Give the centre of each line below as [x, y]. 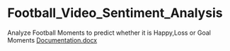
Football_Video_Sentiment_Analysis [115, 13]
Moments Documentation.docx [52, 40]
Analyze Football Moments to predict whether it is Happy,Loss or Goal [109, 33]
